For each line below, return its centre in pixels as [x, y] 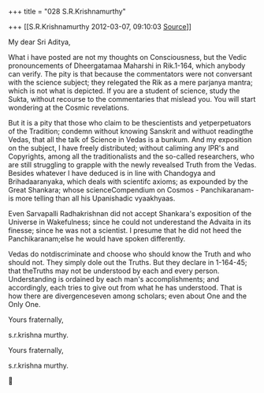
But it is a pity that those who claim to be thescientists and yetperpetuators [130, 123]
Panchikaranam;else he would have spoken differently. [97, 239]
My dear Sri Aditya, [39, 42]
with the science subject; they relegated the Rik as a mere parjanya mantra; [131, 82]
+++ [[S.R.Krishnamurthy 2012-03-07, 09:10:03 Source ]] [100, 26]
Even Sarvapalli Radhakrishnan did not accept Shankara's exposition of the [130, 213]
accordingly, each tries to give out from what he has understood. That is [125, 288]
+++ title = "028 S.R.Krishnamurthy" [67, 11]
